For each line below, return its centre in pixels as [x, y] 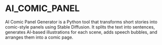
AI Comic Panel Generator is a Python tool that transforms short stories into [81, 22]
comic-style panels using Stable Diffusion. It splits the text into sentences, [80, 27]
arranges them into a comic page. [39, 37]
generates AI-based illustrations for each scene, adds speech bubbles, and [81, 32]
